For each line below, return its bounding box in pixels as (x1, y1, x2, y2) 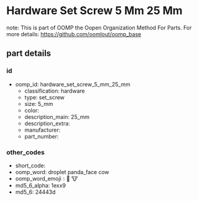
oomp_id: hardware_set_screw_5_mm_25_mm (15, 80, 131, 88)
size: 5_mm (24, 100, 53, 107)
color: (24, 107, 40, 114)
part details (6, 48, 51, 59)
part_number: (24, 132, 59, 140)
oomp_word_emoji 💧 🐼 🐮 (15, 175, 78, 182)
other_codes (6, 148, 45, 156)
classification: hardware (24, 87, 85, 94)
